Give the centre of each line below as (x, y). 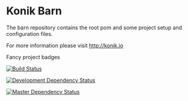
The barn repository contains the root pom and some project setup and (94, 27)
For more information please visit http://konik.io (65, 45)
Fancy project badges (33, 57)
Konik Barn (34, 11)
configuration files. (29, 33)
